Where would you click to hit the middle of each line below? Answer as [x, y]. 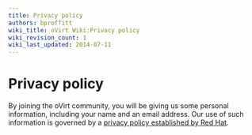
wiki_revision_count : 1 [48, 37]
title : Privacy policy [46, 15]
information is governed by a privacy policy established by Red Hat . [118, 122]
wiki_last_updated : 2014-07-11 [60, 45]
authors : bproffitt [40, 23]
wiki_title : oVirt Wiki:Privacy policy [74, 30]
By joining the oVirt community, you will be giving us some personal [118, 106]
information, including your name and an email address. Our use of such [126, 114]
